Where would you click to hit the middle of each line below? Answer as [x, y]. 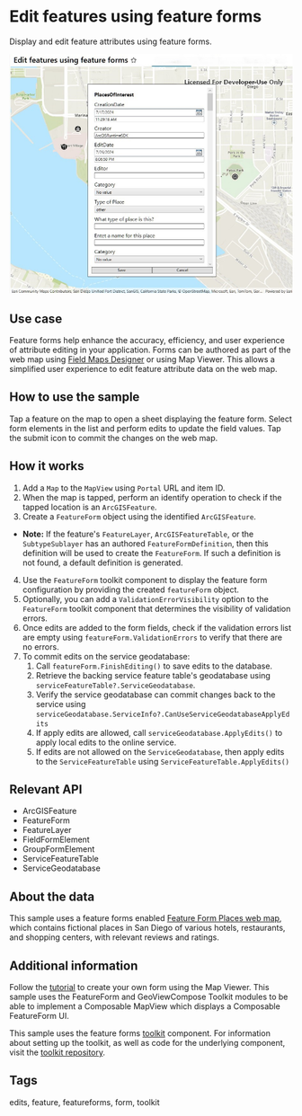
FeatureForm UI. [39, 1016]
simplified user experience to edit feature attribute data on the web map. [143, 368]
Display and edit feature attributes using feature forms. [111, 41]
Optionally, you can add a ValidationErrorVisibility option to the [146, 598]
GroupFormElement [58, 849]
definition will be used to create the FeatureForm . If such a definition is [151, 553]
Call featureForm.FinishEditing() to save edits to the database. [154, 666]
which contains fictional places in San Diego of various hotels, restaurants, [147, 928]
